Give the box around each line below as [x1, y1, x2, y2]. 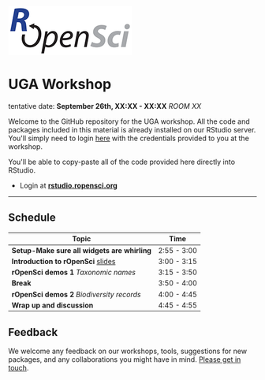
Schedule [8, 211, 57, 225]
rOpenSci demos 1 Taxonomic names [11, 267, 136, 277]
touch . [8, 363, 29, 373]
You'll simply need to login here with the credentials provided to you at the [8, 133, 250, 143]
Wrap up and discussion [11, 300, 94, 310]
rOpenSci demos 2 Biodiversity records [11, 289, 141, 299]
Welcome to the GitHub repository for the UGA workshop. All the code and [8, 117, 250, 126]
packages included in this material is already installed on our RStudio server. [8, 125, 256, 134]
